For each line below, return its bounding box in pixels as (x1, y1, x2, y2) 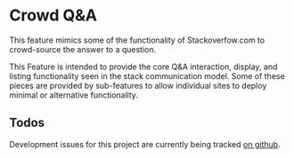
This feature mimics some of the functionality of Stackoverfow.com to (9, 35, 265, 45)
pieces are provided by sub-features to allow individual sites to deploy (9, 80, 267, 91)
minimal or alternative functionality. (9, 90, 138, 100)
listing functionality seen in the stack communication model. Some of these (9, 70, 285, 81)
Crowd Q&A (9, 5, 98, 26)
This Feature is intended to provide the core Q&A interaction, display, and (9, 61, 278, 72)
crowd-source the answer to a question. (9, 43, 157, 54)
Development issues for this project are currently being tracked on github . (9, 138, 281, 149)
